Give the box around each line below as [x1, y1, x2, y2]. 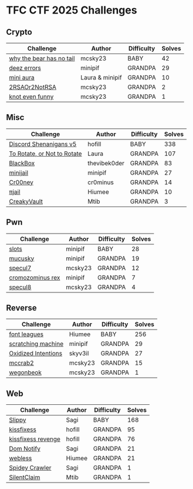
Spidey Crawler [9, 464, 52, 472]
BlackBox [9, 159, 35, 167]
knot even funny [9, 92, 54, 101]
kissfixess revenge [9, 435, 60, 443]
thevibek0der [87, 159, 125, 167]
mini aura [9, 74, 35, 81]
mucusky [9, 254, 35, 262]
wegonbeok [9, 368, 42, 377]
